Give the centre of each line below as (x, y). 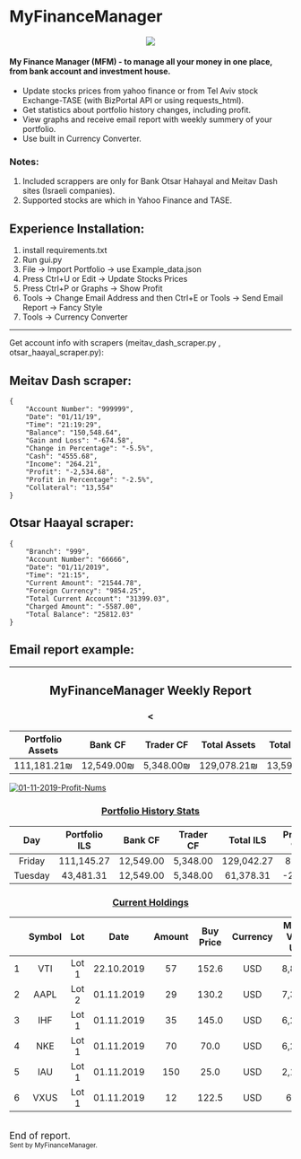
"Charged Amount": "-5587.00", (84, 606)
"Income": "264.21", (64, 464)
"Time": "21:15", (58, 575)
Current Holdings (150, 902)
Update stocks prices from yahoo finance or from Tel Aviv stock (140, 91)
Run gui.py (42, 260)
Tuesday (32, 875)
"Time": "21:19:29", (64, 425)
